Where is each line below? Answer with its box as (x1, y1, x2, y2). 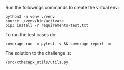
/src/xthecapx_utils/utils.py (5, 60, 69, 65)
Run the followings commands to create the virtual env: (5, 5, 119, 10)
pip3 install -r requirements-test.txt (5, 23, 89, 28)
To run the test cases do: (5, 32, 57, 37)
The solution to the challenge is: (5, 50, 72, 56)
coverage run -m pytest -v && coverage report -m (5, 41, 111, 46)
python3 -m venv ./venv (5, 14, 55, 19)
